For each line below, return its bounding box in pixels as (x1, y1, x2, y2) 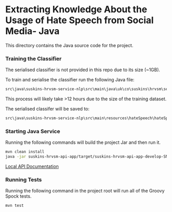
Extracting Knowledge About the (5, 4, 147, 15)
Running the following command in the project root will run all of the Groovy (5, 188, 165, 194)
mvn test (5, 203, 24, 208)
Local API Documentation (5, 163, 59, 169)
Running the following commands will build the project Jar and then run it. (5, 139, 161, 145)
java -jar (5, 154, 27, 159)
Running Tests (5, 176, 42, 183)
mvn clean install (5, 150, 45, 155)
